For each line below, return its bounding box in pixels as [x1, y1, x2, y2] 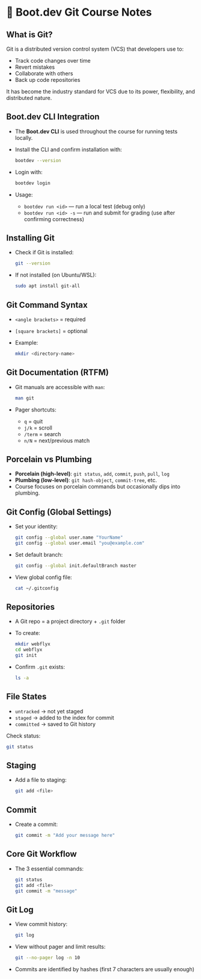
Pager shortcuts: [14, 406, 57, 413]
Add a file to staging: [14, 777, 67, 784]
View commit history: [14, 921, 68, 928]
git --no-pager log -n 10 [14, 955, 80, 961]
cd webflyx [14, 647, 43, 653]
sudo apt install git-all [14, 283, 80, 289]
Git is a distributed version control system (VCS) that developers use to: [6, 45, 184, 52]
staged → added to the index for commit [14, 714, 114, 721]
